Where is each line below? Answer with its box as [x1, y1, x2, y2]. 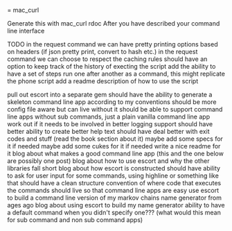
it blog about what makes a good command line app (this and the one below [7, 149, 224, 157]
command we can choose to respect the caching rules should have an [7, 55, 208, 63]
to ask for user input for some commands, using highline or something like [7, 171, 220, 180]
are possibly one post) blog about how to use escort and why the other [7, 157, 210, 165]
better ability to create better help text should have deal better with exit [7, 128, 210, 135]
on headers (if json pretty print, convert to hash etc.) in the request [7, 48, 198, 55]
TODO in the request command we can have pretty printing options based [7, 40, 218, 48]
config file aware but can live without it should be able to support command [7, 105, 223, 113]
